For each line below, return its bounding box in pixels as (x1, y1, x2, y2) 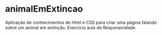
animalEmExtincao (5, 3, 83, 15)
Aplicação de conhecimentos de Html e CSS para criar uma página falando (5, 19, 157, 25)
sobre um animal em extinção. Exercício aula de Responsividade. (5, 24, 137, 30)
